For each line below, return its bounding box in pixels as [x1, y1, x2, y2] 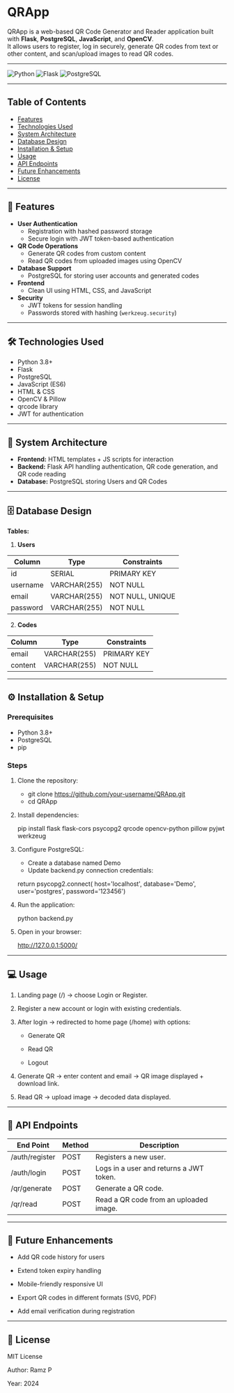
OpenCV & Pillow [17, 395, 66, 403]
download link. [17, 1079, 60, 1087]
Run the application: [17, 901, 75, 909]
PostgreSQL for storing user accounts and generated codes [27, 271, 200, 280]
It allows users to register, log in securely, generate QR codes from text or [7, 42, 219, 50]
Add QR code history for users [17, 1253, 105, 1261]
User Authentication [17, 219, 78, 227]
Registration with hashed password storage [27, 227, 153, 235]
